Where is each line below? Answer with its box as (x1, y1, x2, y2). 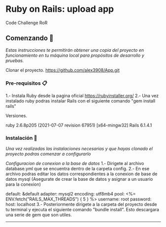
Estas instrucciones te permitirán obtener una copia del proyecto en (5, 47, 144, 53)
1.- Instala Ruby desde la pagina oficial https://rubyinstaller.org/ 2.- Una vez (5, 93, 159, 99)
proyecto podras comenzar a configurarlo (5, 151, 91, 157)
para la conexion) (5, 181, 41, 188)
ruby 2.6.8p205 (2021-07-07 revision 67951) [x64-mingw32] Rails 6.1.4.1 (5, 122, 152, 129)
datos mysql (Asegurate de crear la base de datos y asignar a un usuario (5, 176, 153, 182)
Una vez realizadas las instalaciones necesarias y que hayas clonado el (5, 146, 153, 152)
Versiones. (5, 113, 28, 119)
